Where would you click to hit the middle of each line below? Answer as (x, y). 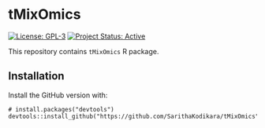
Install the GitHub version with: (58, 95)
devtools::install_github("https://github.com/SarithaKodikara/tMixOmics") (135, 116)
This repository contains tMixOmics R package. (84, 51)
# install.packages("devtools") (61, 109)
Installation (36, 76)
